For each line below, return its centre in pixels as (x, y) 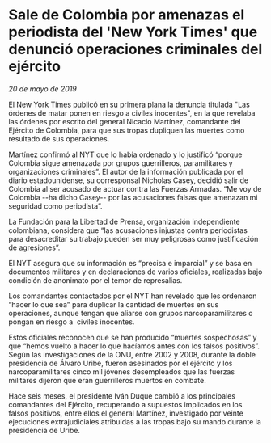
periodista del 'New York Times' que (133, 32)
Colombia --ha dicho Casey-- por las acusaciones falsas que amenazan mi (133, 197)
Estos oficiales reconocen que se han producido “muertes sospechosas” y (133, 337)
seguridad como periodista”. (55, 206)
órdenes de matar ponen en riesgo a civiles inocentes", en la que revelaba (132, 113)
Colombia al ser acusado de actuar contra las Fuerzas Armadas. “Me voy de (135, 188)
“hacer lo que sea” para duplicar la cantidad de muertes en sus (114, 304)
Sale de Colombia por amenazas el (127, 15)
